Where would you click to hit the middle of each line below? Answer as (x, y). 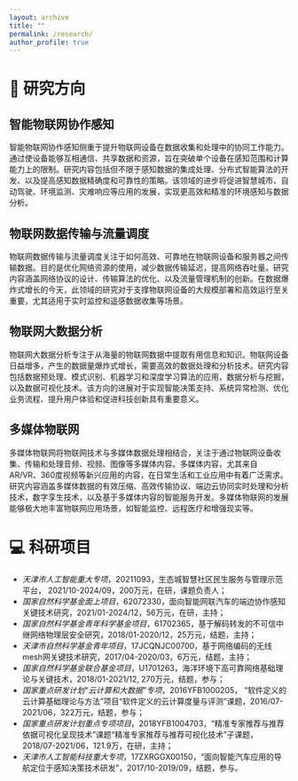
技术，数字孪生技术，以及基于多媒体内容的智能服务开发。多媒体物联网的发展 (149, 497)
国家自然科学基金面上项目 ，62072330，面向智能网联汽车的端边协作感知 (154, 601)
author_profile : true (49, 42)
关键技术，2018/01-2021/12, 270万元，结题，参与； (131, 679)
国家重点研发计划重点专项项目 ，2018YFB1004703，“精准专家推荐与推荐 (153, 723)
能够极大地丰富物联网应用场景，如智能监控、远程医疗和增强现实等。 (133, 508)
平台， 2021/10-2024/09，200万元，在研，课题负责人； (125, 590)
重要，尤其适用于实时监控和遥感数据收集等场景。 (98, 301)
